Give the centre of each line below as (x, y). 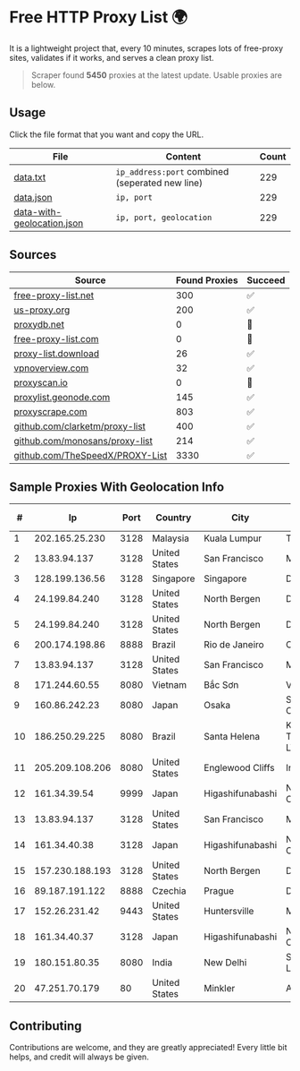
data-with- (38, 211)
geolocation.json (49, 223)
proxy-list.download (57, 353)
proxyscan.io (41, 382)
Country (174, 518)
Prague (219, 891)
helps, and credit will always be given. (79, 1057)
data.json (33, 197)
